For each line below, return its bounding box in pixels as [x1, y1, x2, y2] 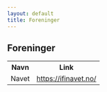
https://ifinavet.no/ [37, 74, 97, 84]
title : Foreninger [7, 17, 60, 24]
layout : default [7, 10, 54, 17]
